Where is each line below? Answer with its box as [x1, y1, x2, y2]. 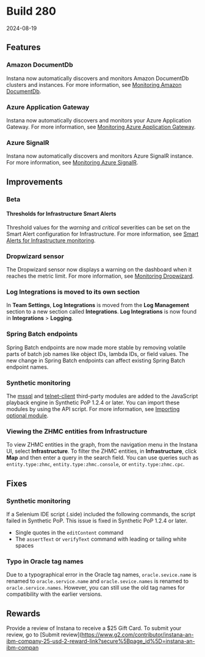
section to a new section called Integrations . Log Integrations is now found [6, 308, 197, 316]
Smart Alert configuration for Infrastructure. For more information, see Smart [6, 230, 199, 237]
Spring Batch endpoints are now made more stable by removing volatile [6, 344, 186, 351]
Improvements [6, 176, 63, 187]
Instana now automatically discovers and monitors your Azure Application [6, 116, 192, 124]
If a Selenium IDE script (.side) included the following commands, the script [6, 510, 196, 518]
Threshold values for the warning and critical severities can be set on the [6, 223, 190, 231]
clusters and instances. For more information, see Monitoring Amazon [6, 81, 182, 88]
